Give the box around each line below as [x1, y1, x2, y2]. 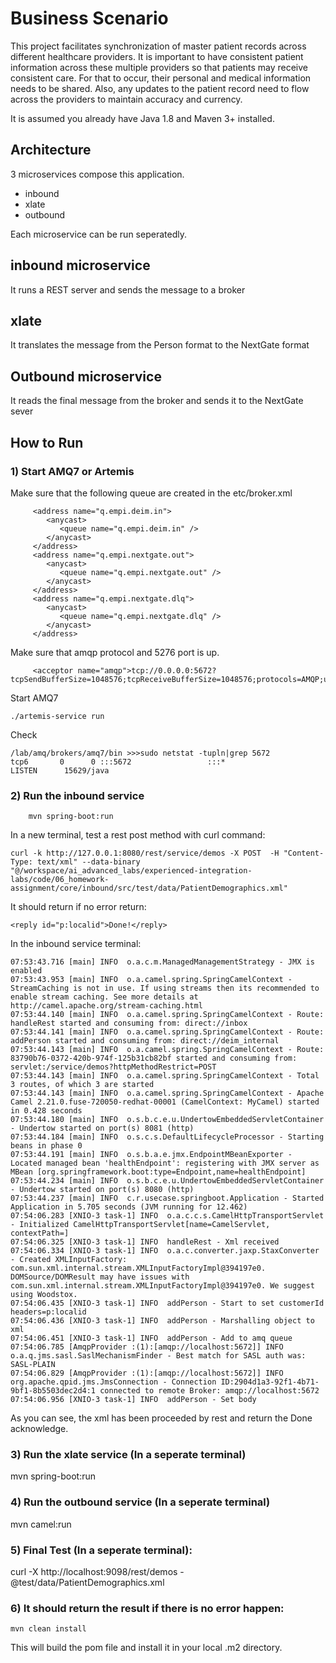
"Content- [283, 848, 325, 859]
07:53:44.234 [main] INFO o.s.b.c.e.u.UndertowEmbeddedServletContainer [10, 1176, 325, 1186]
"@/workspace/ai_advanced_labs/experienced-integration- [10, 866, 253, 876]
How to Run [10, 434, 84, 451]
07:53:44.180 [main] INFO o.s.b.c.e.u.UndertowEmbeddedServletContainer [10, 1115, 325, 1125]
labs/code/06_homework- [10, 875, 110, 885]
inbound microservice [10, 257, 151, 274]
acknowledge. [10, 1423, 69, 1435]
